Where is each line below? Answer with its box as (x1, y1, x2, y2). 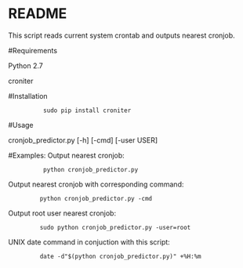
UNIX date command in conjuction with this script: (8, 237, 170, 247)
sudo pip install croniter (42, 107, 132, 114)
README (8, 5, 67, 23)
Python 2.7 (8, 60, 43, 71)
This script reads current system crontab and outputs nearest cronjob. (8, 31, 235, 40)
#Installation (8, 91, 49, 100)
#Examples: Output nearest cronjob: (8, 150, 125, 160)
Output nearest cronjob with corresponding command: (8, 179, 184, 189)
